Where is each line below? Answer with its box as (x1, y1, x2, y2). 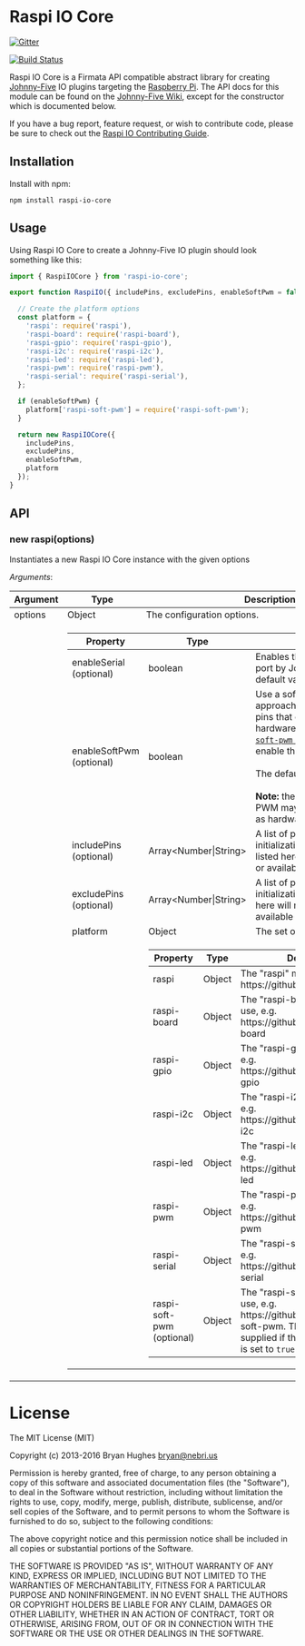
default (255, 673, 286, 685)
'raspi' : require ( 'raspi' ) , (25, 321, 132, 330)
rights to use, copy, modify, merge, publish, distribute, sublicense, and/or (9, 1496, 283, 1508)
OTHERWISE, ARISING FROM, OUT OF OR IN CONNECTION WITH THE (9, 1619, 274, 1630)
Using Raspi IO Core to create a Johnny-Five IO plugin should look (9, 244, 257, 255)
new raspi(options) (9, 533, 95, 546)
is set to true (240, 1342, 295, 1355)
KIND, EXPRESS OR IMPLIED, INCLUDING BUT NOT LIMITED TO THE (9, 1571, 267, 1582)
